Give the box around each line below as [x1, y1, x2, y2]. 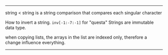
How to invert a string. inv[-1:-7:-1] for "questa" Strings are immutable [5, 19, 154, 25]
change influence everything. [5, 40, 66, 45]
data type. [5, 25, 26, 30]
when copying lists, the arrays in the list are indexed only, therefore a [5, 34, 147, 40]
